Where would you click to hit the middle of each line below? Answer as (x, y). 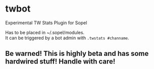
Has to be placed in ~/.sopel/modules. (45, 32)
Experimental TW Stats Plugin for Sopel (46, 23)
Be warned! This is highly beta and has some (77, 54)
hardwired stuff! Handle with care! (60, 62)
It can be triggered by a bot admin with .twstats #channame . (67, 38)
